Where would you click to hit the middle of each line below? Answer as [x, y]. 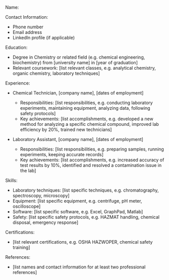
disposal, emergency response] [45, 222]
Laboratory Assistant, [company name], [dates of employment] [78, 139]
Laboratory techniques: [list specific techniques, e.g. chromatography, [86, 190]
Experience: [18, 83]
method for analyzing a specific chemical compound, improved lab [89, 124]
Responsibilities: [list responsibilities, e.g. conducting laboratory [86, 103]
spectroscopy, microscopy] [41, 196]
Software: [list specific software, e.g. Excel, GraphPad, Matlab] [78, 212]
